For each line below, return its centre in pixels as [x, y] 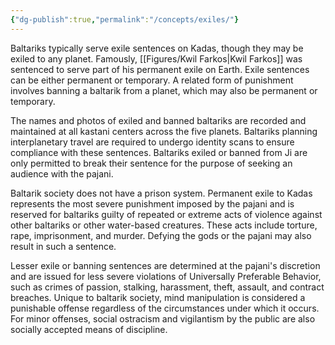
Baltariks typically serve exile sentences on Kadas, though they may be [157, 48]
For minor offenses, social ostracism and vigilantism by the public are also [163, 318]
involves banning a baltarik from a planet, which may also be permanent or [164, 90]
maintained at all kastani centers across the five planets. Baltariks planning [164, 131]
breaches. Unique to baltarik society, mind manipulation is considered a [158, 297]
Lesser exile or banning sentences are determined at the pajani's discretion [165, 265]
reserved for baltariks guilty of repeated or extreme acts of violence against [166, 214]
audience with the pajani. [62, 173]
